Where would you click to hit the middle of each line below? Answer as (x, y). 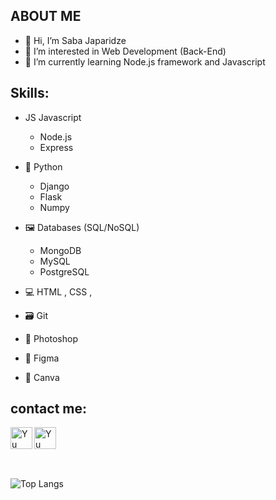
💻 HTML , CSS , (58, 291)
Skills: (30, 93)
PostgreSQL (64, 271)
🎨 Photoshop (51, 338)
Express (56, 147)
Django (54, 186)
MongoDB (60, 250)
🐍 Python (43, 166)
